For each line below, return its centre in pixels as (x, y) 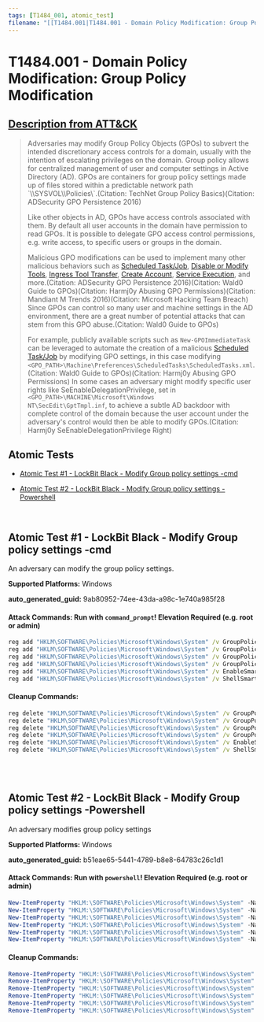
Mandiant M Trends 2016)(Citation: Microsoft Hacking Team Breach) (138, 299)
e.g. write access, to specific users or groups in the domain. (125, 242)
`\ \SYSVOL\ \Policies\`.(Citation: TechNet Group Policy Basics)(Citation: (141, 193)
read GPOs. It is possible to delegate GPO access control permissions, (141, 234)
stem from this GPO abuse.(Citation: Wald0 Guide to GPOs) (123, 324)
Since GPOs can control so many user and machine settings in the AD (140, 307)
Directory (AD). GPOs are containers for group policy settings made (137, 176)
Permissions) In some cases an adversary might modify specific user (139, 381)
